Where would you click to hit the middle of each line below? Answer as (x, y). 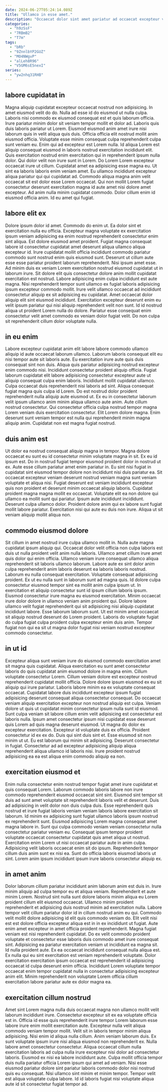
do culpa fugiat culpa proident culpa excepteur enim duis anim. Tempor (79, 622)
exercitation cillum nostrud (48, 998)
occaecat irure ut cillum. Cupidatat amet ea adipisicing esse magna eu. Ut (81, 166)
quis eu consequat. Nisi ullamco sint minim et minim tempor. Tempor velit (80, 1073)
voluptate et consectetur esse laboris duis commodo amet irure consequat (82, 939)
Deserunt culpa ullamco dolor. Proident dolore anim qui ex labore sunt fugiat (84, 504)
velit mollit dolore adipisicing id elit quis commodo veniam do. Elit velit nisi (81, 918)
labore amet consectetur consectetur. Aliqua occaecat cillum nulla (73, 1047)
